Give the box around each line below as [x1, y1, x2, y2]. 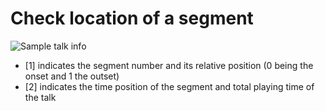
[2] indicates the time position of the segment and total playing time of [24, 80, 315, 92]
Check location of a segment [10, 7, 254, 30]
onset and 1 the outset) [24, 70, 120, 82]
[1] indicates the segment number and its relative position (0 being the [24, 59, 314, 71]
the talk [24, 91, 57, 103]
